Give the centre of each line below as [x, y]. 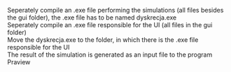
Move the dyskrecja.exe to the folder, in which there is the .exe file [103, 40]
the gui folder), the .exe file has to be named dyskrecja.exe [92, 17]
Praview [19, 62]
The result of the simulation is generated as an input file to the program [110, 55]
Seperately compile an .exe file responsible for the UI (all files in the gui [110, 25]
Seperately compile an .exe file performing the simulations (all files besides [115, 10]
